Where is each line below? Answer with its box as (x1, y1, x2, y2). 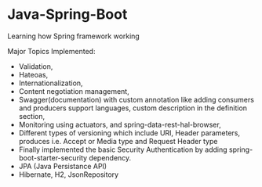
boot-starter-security (18, 153, 88, 162)
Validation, (18, 61, 53, 71)
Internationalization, (18, 78, 83, 88)
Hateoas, (18, 70, 49, 79)
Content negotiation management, (18, 86, 130, 95)
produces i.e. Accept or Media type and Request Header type (18, 136, 218, 146)
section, (18, 111, 45, 120)
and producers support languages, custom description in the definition (18, 103, 248, 113)
